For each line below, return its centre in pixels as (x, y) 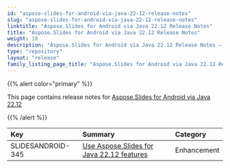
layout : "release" (33, 58)
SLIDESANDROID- (40, 145)
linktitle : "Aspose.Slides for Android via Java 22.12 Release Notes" (110, 26)
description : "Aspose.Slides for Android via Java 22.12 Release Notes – (115, 45)
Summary (98, 134)
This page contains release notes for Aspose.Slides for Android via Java (109, 97)
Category (191, 134)
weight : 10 (23, 39)
